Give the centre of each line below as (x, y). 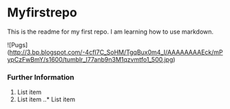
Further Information (41, 77)
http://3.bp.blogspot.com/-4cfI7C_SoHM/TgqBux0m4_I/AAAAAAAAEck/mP (116, 52)
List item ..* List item (46, 99)
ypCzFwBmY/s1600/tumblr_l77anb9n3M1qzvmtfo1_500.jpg (90, 59)
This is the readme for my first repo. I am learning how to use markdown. (111, 32)
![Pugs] (18, 45)
